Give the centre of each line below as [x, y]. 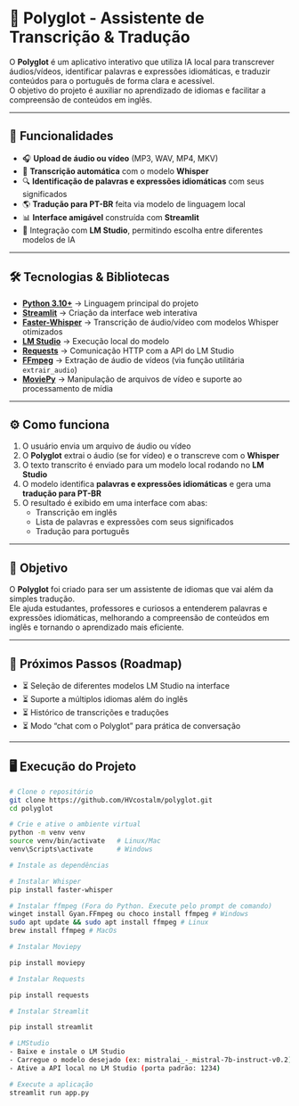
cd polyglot [31, 808]
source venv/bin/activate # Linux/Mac [85, 841]
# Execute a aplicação [51, 1084]
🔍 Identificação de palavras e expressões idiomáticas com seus [143, 181]
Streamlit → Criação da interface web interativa [109, 312]
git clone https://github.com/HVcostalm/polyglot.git [111, 800]
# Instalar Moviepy [45, 947]
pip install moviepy [48, 962]
